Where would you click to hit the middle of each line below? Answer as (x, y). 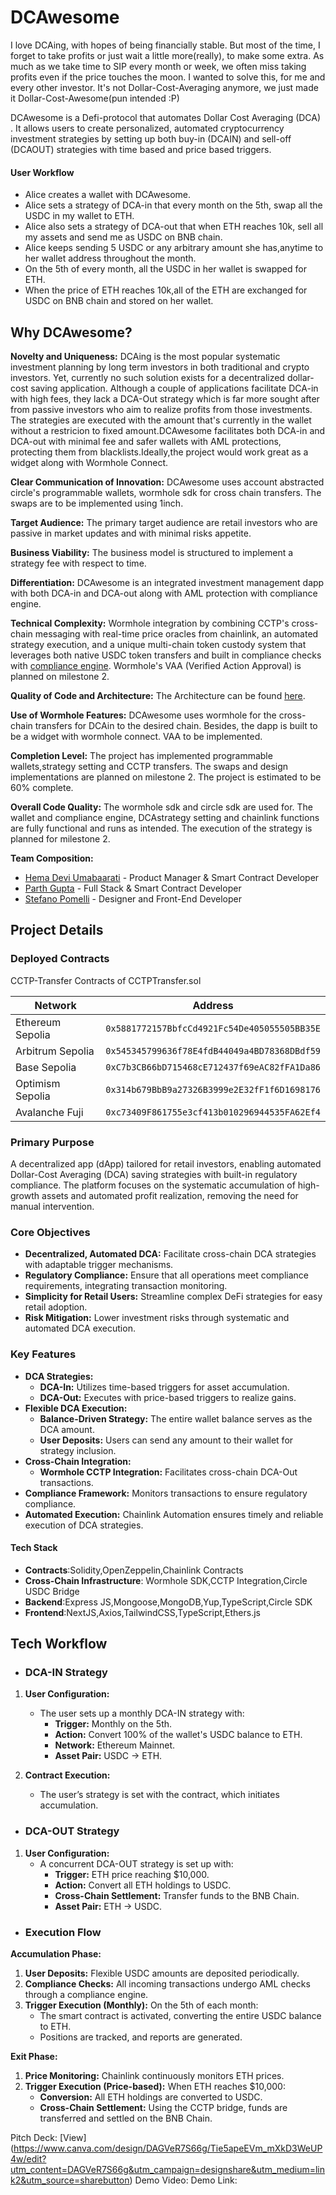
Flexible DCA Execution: (76, 1408)
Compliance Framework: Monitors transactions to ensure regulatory (166, 1493)
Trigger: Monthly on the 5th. (113, 1724)
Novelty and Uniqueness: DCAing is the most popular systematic (145, 356)
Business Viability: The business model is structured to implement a (152, 552)
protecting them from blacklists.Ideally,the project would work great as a (159, 452)
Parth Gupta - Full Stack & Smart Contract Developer (133, 888)
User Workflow (42, 172)
